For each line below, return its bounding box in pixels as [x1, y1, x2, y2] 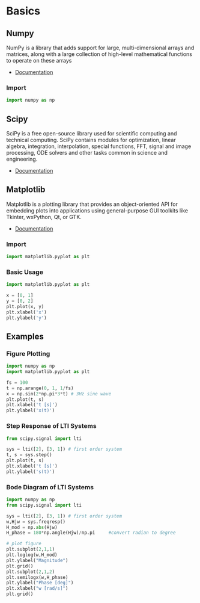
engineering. [6, 155, 38, 162]
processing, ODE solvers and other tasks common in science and [6, 149, 168, 156]
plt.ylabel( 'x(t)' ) [6, 407, 55, 413]
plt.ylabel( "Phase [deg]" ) [6, 580, 74, 586]
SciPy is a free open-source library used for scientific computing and [6, 129, 177, 137]
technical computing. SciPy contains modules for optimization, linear [6, 136, 176, 143]
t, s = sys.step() [6, 452, 52, 458]
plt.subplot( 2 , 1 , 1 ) [6, 546, 55, 552]
